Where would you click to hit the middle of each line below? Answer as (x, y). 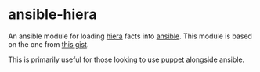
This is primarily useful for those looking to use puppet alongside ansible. (126, 59)
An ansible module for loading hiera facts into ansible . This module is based (130, 36)
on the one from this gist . (49, 44)
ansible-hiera (52, 14)
